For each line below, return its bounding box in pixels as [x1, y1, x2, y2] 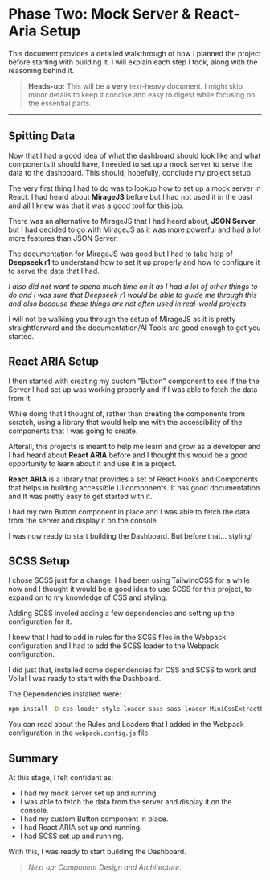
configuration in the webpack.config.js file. [8, 728, 151, 737]
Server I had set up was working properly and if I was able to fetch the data [8, 384, 258, 395]
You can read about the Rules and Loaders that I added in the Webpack [8, 720, 245, 729]
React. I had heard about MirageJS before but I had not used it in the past [8, 192, 253, 201]
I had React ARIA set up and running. [19, 823, 142, 832]
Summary [8, 751, 59, 765]
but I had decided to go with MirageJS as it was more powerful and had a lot [8, 225, 261, 234]
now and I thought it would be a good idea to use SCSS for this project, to [8, 585, 252, 594]
